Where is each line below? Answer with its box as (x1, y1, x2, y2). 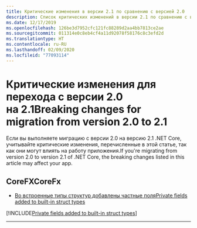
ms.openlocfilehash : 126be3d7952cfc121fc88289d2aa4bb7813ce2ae (6, 25, 164, 31)
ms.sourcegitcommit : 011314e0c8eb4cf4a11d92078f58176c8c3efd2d (6, 31, 164, 36)
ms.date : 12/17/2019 (6, 19, 57, 25)
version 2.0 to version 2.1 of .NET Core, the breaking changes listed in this (6, 153, 185, 160)
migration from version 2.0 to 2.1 (6, 115, 168, 128)
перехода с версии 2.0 (6, 90, 123, 103)
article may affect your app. (6, 159, 73, 166)
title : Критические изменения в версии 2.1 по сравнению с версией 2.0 (6, 8, 185, 15)
